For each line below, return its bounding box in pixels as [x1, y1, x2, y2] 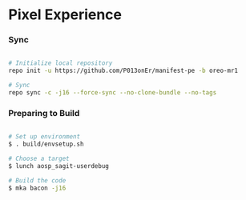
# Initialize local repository [8, 59, 113, 67]
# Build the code [8, 176, 67, 185]
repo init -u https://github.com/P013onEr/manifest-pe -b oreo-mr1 [8, 66, 239, 75]
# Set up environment [8, 133, 81, 141]
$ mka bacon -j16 [8, 184, 67, 192]
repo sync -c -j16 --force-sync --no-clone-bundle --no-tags [8, 89, 217, 97]
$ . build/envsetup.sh [8, 140, 84, 149]
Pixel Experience [8, 6, 123, 24]
